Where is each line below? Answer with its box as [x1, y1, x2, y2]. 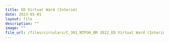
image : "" [5, 26, 26, 31]
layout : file [5, 16, 33, 21]
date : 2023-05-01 [5, 12, 42, 17]
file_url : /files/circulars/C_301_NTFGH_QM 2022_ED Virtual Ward [5, 30, 145, 35]
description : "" [5, 21, 39, 26]
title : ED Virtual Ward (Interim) [5, 7, 78, 12]
